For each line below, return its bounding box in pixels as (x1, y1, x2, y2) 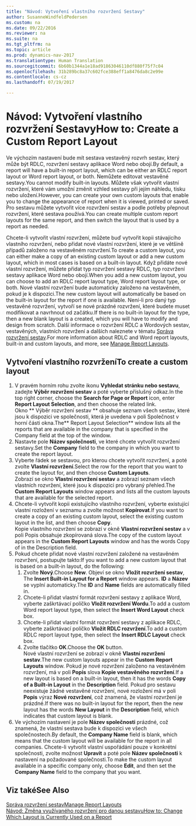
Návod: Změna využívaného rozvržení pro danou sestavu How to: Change (6, 807, 183, 814)
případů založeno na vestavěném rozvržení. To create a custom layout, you (6, 246, 185, 253)
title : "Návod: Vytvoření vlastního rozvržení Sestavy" (6, 8, 145, 15)
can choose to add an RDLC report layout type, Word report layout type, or (6, 277, 186, 285)
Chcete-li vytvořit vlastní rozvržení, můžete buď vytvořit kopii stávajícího (6, 234, 181, 241)
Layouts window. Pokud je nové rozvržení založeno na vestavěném (23, 662, 186, 669)
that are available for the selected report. (14, 494, 113, 501)
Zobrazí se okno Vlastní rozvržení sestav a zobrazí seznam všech (14, 475, 176, 482)
